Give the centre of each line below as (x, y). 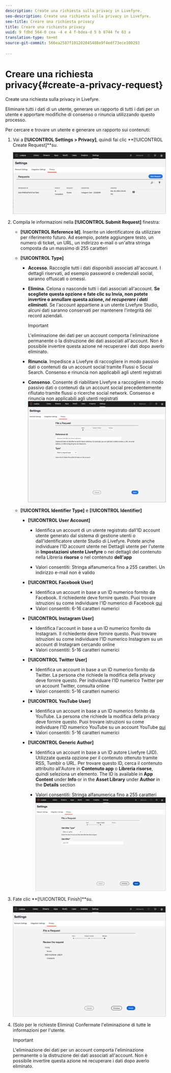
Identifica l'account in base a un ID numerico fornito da (93, 628)
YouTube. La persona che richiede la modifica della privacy (97, 716)
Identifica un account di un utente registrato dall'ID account (98, 530)
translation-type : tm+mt (32, 38)
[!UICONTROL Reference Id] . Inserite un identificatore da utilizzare (90, 232)
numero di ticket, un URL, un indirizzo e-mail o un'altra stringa (85, 242)
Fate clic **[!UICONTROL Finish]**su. (53, 899)
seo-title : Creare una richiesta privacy (50, 21)
